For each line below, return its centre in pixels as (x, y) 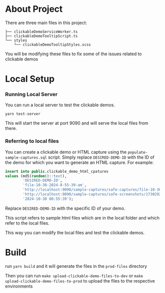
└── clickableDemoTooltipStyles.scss (53, 45)
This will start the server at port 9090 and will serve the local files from (77, 123)
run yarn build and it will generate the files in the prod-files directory (76, 266)
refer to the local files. (27, 223)
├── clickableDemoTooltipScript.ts (41, 36)
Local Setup (30, 79)
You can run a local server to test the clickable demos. (60, 105)
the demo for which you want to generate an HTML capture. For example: (79, 162)
